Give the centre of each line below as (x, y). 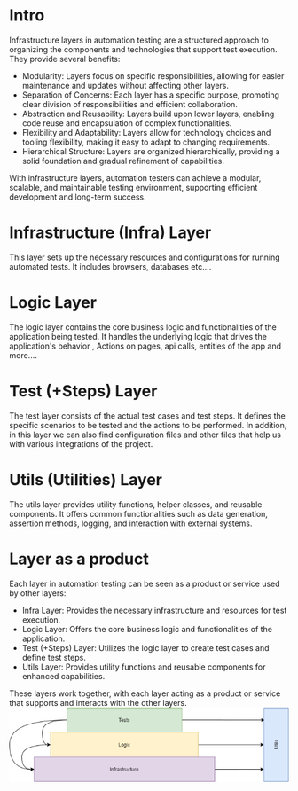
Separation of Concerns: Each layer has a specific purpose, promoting (151, 95)
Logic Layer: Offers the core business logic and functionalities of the (147, 629)
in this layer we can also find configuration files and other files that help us (145, 435)
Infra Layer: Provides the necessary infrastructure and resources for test (154, 610)
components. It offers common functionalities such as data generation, (139, 513)
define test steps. (54, 657)
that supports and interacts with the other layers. (98, 702)
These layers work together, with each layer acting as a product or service (145, 693)
